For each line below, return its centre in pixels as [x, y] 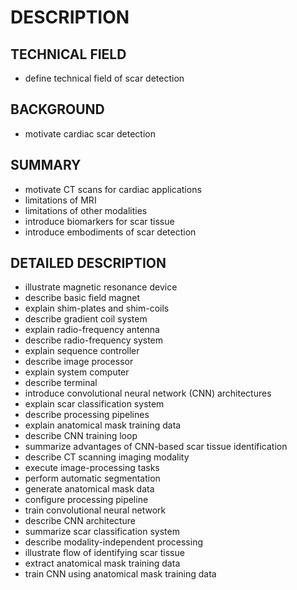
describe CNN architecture [80, 521]
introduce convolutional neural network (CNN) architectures [148, 393]
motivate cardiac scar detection [90, 133]
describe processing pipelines [87, 415]
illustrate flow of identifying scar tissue [104, 553]
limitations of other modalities [86, 210]
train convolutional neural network [95, 510]
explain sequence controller [82, 351]
